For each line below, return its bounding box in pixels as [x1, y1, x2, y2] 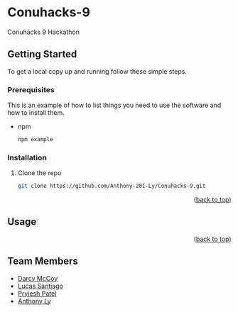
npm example [17, 136, 53, 143]
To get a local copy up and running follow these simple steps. [7, 67, 187, 75]
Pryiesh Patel [17, 289, 57, 298]
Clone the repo [17, 169, 62, 177]
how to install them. [7, 108, 65, 117]
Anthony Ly [17, 296, 51, 305]
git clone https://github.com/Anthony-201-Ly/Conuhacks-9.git [17, 182, 206, 190]
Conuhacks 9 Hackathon [7, 28, 80, 36]
